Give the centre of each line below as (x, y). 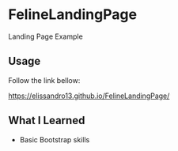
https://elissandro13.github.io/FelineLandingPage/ (89, 96)
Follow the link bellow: (44, 80)
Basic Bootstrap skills (55, 139)
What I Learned (47, 121)
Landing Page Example (45, 36)
